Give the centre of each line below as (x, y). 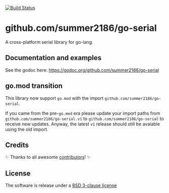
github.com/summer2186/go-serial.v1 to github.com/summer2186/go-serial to (84, 118)
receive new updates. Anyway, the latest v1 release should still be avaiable (83, 124)
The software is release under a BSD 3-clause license (61, 185)
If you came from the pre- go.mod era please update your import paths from (83, 113)
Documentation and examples (53, 58)
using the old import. (27, 129)
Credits (17, 145)
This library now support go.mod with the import (54, 98)
